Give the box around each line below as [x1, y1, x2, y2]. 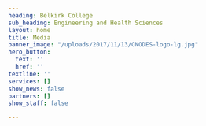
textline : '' [8, 70, 51, 78]
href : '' [15, 63, 44, 71]
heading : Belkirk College [8, 11, 93, 20]
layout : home [8, 26, 51, 34]
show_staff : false [8, 99, 68, 107]
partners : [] [8, 92, 51, 100]
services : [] [8, 77, 51, 85]
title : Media [8, 33, 51, 42]
